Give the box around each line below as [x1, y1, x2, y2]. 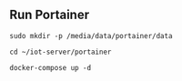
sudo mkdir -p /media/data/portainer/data [9, 31, 173, 40]
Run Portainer [9, 7, 89, 23]
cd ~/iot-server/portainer [9, 47, 112, 56]
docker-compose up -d [9, 63, 92, 72]
